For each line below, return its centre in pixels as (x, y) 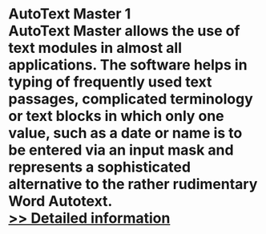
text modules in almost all (95, 48)
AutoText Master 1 (70, 14)
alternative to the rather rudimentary (133, 184)
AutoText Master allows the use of (124, 31)
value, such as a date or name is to (125, 133)
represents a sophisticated (99, 167)
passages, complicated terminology (131, 99)
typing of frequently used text (110, 82)
